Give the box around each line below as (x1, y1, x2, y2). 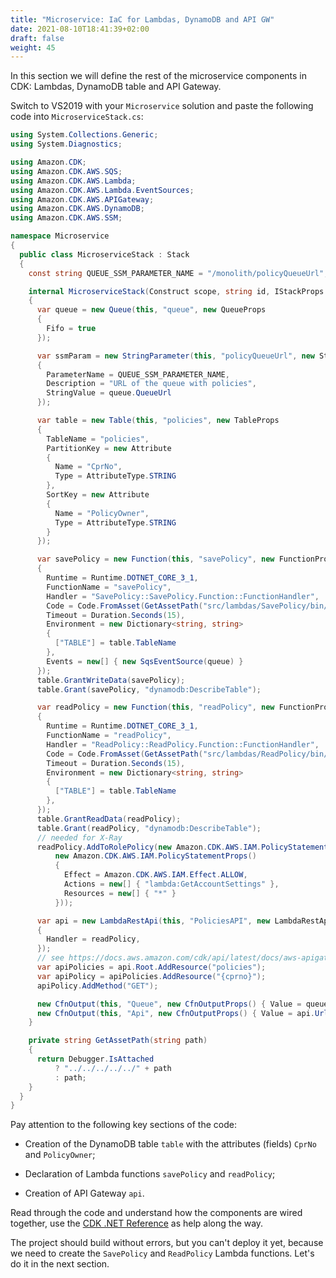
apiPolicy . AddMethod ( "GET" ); (36, 981, 159, 991)
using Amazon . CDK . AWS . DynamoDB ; (10, 204, 145, 214)
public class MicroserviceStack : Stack (19, 249, 190, 260)
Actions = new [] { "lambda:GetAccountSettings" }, (63, 879, 280, 889)
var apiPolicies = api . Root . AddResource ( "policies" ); (36, 962, 267, 972)
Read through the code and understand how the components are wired (10, 1207, 303, 1219)
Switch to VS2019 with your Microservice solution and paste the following (10, 100, 314, 112)
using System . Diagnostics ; (10, 139, 123, 150)
